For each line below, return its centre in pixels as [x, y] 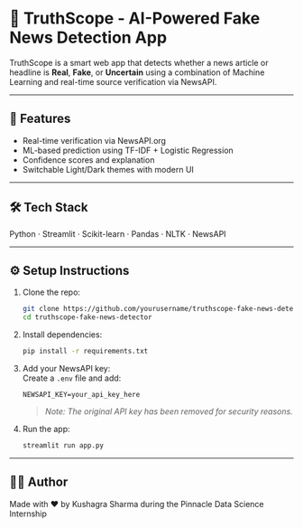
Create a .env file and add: [72, 378]
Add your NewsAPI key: [66, 368]
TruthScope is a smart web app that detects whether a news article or [139, 62]
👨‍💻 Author [39, 482]
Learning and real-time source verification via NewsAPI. [113, 81]
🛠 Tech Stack [49, 207]
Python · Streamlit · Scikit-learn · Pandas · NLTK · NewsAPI [118, 233]
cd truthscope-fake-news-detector [87, 317]
